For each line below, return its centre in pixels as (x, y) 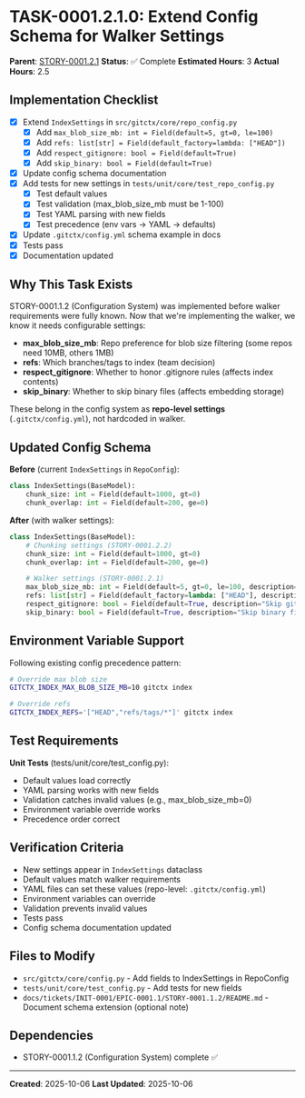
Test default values (72, 194)
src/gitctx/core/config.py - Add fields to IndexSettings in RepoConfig (156, 978)
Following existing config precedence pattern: (95, 663)
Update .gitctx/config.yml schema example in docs (122, 235)
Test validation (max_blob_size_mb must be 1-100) (130, 204)
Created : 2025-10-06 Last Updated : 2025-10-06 (101, 1084)
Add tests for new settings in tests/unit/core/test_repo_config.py (148, 184)
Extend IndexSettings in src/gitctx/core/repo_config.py (130, 122)
